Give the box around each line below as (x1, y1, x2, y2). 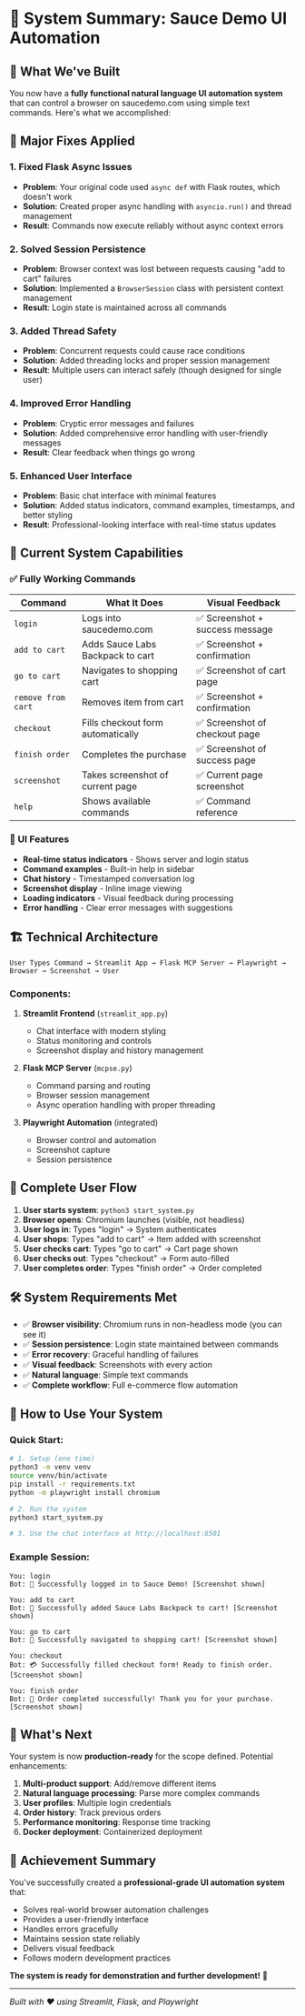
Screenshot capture (35, 1144, 111, 1155)
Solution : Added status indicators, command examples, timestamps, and (22, 499, 295, 510)
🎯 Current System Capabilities (9, 546, 183, 561)
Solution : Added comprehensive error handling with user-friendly (22, 427, 269, 438)
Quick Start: (9, 1433, 64, 1446)
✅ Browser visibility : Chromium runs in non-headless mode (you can (22, 1319, 282, 1329)
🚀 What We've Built (9, 64, 121, 79)
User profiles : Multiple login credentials (22, 1798, 172, 1809)
